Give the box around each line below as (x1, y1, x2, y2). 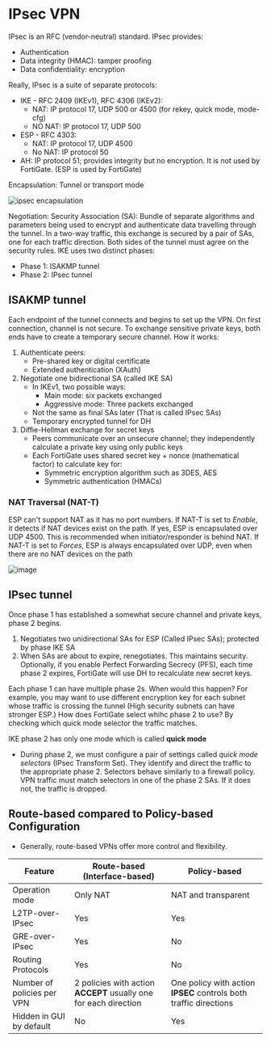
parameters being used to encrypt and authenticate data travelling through (8, 220, 256, 229)
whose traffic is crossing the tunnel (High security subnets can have (8, 700, 236, 711)
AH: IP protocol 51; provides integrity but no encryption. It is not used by (19, 155, 261, 166)
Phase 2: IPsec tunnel (19, 270, 93, 279)
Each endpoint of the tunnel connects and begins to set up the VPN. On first (8, 314, 261, 324)
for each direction (73, 997, 142, 1008)
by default (12, 1020, 51, 1031)
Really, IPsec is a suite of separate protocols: (8, 80, 157, 90)
